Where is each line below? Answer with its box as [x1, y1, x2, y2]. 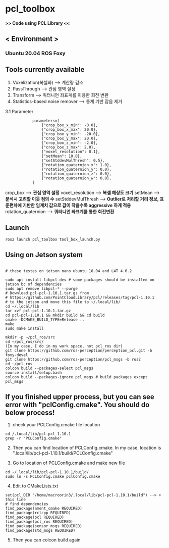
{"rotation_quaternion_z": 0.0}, [41, 171, 112, 176]
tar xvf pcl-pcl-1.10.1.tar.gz [5, 308, 71, 313]
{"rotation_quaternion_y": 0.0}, [41, 167, 112, 172]
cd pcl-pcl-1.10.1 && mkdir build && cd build [5, 313, 105, 318]
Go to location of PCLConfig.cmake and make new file [12, 460, 125, 466]
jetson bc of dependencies [5, 281, 62, 287]
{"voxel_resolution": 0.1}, [41, 149, 100, 154]
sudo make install [5, 326, 44, 331]
